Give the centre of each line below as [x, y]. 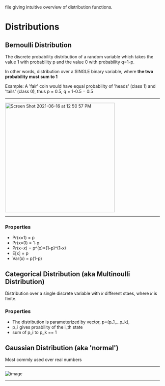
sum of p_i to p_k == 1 [34, 333]
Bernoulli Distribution [39, 45]
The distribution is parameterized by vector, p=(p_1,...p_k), [71, 322]
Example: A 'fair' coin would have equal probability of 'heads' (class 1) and [80, 86]
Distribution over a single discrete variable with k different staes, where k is [81, 293]
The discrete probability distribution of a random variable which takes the [79, 57]
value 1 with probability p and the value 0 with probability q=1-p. [70, 62]
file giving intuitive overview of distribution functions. [59, 7]
